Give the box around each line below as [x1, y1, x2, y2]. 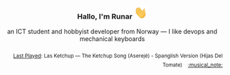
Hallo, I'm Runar [77, 11, 133, 21]
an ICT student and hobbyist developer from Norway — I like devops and [7, 27, 217, 36]
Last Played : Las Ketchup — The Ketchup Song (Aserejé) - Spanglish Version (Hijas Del [13, 53, 223, 60]
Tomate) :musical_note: [162, 61, 223, 68]
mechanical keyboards [79, 35, 145, 43]
